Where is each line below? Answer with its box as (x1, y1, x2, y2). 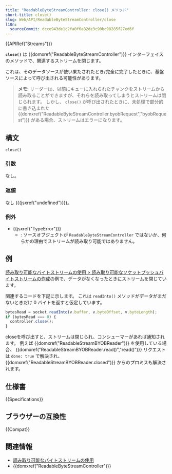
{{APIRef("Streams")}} (5, 41, 53, 47)
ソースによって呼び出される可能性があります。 (5, 75, 104, 81)
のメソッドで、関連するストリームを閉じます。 (5, 57, 104, 64)
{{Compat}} (5, 426, 30, 432)
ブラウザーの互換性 (5, 412, 66, 421)
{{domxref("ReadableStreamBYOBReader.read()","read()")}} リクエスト (15, 347, 166, 353)
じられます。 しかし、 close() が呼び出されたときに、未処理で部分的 (17, 98, 163, 105)
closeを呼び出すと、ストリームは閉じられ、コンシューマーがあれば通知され (5, 334, 165, 340)
